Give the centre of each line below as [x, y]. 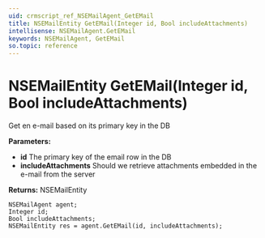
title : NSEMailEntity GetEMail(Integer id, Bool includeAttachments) [128, 23]
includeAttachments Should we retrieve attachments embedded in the [139, 166]
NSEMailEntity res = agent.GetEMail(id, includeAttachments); [115, 226]
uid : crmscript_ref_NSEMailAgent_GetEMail [81, 16]
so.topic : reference [43, 46]
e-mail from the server [58, 174]
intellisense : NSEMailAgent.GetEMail [72, 31]
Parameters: [30, 142]
